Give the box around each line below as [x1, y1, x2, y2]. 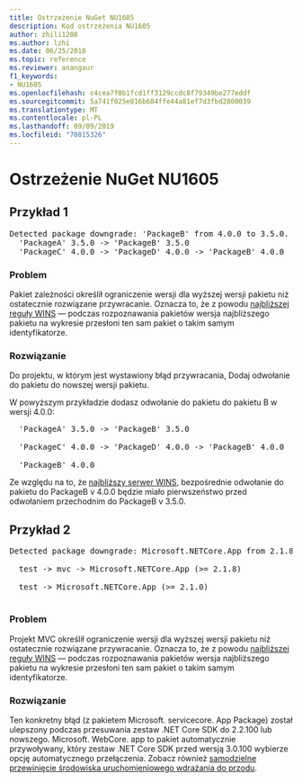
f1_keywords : [9, 72, 58, 81]
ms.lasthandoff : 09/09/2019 [9, 122, 115, 131]
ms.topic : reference [9, 55, 87, 64]
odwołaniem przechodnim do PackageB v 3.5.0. [9, 496, 186, 507]
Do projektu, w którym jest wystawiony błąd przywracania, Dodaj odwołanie [9, 370, 290, 381]
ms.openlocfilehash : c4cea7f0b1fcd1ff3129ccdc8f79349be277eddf [9, 88, 252, 97]
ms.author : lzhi [9, 38, 70, 48]
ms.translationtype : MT [9, 105, 99, 114]
